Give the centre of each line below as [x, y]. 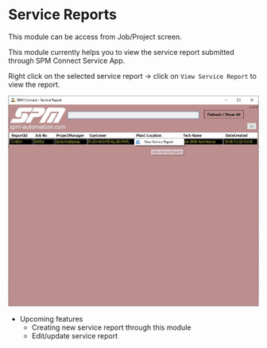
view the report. [34, 84]
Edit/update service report [75, 335]
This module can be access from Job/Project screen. [95, 37]
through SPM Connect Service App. [67, 61]
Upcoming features [51, 319]
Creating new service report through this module [111, 327]
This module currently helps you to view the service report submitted [121, 52]
